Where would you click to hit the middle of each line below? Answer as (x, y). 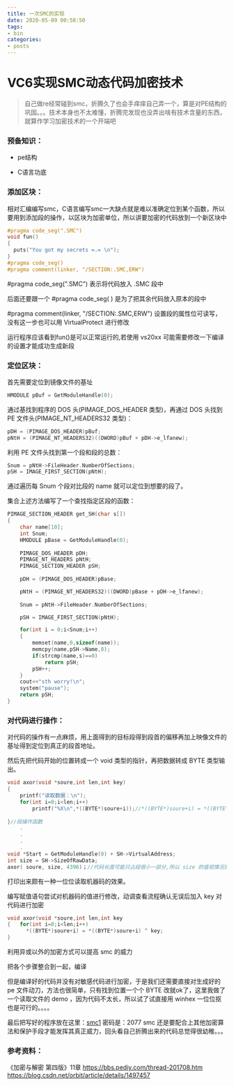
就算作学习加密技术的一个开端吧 (70, 121)
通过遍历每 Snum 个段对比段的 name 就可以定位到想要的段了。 (97, 486)
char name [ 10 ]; (42, 527)
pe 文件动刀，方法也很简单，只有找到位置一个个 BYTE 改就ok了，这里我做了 (117, 990)
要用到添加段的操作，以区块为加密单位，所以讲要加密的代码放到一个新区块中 (117, 217)
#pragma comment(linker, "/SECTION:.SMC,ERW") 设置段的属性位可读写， (114, 313)
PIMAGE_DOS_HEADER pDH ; (54, 553)
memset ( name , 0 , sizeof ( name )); (76, 643)
